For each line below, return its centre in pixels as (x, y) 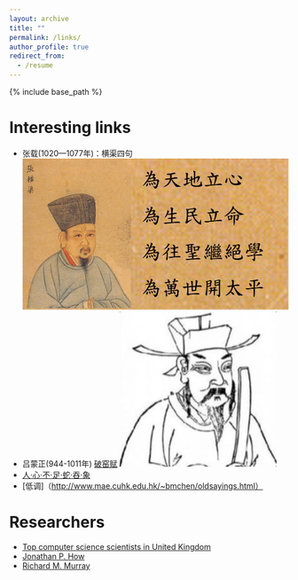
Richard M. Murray (56, 566)
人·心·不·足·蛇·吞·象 (56, 475)
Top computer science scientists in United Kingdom (116, 547)
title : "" (27, 28)
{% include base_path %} (56, 92)
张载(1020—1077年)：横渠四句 (77, 153)
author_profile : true (49, 47)
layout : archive (39, 19)
